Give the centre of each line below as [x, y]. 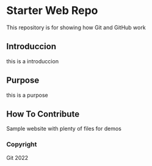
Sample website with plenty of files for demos [64, 129]
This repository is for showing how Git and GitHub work [76, 27]
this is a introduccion [33, 61]
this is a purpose [27, 95]
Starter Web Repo [52, 11]
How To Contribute [43, 114]
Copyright [22, 145]
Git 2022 [17, 157]
